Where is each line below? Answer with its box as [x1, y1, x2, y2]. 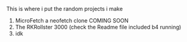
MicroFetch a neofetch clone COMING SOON [15, 17, 129, 24]
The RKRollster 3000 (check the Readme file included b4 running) [15, 24, 182, 30]
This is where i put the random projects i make [6, 5, 123, 12]
